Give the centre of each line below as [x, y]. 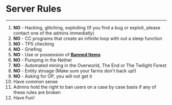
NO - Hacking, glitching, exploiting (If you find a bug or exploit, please [87, 27]
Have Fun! [24, 97]
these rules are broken [37, 92]
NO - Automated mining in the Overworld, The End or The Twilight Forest [90, 65]
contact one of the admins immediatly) [54, 33]
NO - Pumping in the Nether [43, 60]
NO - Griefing [28, 49]
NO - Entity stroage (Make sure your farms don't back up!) [75, 71]
